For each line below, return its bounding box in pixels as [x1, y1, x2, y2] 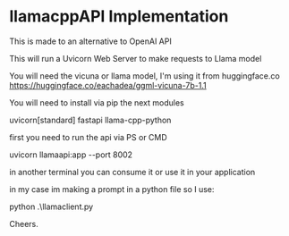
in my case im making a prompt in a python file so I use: [9, 183, 215, 194]
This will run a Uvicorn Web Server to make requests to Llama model [9, 53, 262, 63]
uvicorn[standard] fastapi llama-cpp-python [9, 114, 172, 125]
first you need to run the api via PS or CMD [9, 131, 167, 142]
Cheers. [9, 218, 38, 229]
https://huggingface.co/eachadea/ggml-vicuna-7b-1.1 [9, 80, 208, 90]
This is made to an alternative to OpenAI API [9, 36, 172, 46]
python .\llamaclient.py [9, 201, 94, 212]
